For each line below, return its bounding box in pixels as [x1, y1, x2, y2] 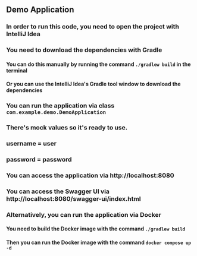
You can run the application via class [6, 102, 115, 110]
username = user [6, 140, 57, 148]
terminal [6, 67, 28, 74]
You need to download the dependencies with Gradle [6, 46, 162, 54]
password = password [6, 156, 73, 164]
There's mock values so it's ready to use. [6, 124, 128, 132]
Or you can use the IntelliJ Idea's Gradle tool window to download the [6, 80, 181, 88]
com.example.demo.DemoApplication [6, 109, 106, 116]
